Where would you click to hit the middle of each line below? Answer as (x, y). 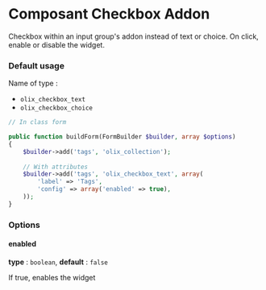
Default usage (36, 65)
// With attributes (56, 167)
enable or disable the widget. (56, 44)
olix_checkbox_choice (56, 108)
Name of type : (33, 83)
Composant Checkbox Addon (109, 14)
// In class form (37, 122)
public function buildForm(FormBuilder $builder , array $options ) (122, 137)
